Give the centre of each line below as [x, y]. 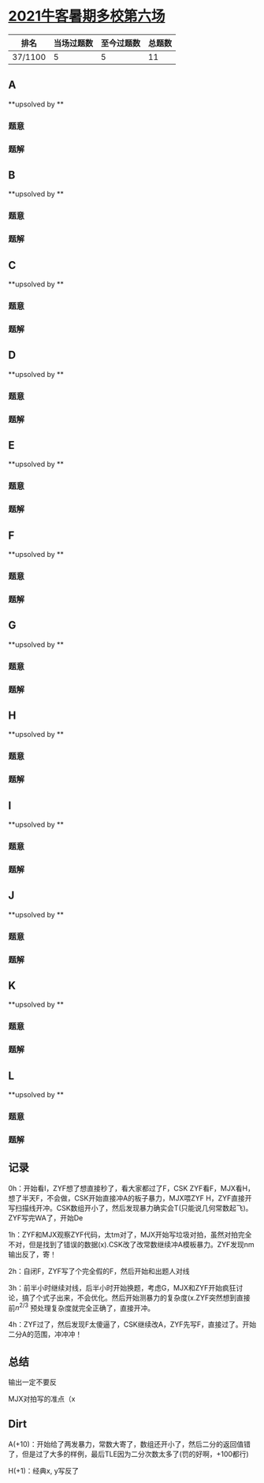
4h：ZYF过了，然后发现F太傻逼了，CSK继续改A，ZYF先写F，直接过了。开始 [132, 1324]
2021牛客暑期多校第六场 [87, 16]
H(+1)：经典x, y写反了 [44, 1470]
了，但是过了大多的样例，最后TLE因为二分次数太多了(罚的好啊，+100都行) [129, 1454]
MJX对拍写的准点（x [42, 1399]
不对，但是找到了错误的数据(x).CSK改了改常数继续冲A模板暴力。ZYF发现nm [131, 1244]
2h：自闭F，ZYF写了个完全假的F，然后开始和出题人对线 [99, 1271]
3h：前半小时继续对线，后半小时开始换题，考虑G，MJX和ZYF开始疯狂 [122, 1287]
